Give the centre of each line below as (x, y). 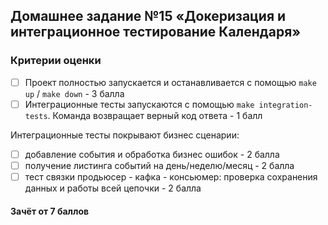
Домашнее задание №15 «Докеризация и (148, 16)
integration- (285, 105)
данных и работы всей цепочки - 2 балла (113, 188)
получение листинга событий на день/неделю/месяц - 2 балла (159, 165)
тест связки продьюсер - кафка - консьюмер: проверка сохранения (171, 176)
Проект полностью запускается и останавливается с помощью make (170, 82)
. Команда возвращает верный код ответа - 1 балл (155, 115)
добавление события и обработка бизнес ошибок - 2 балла (152, 154)
